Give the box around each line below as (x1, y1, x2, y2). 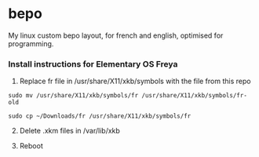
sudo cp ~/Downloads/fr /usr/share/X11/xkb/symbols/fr (8, 112, 192, 120)
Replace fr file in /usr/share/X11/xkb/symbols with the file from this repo (19, 76, 251, 86)
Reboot (19, 141, 43, 151)
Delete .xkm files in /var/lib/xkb (19, 126, 120, 136)
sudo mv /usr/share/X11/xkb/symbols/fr (8, 92, 139, 100)
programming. (8, 38, 54, 48)
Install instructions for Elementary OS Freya (8, 58, 178, 69)
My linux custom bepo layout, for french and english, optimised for (8, 31, 224, 40)
